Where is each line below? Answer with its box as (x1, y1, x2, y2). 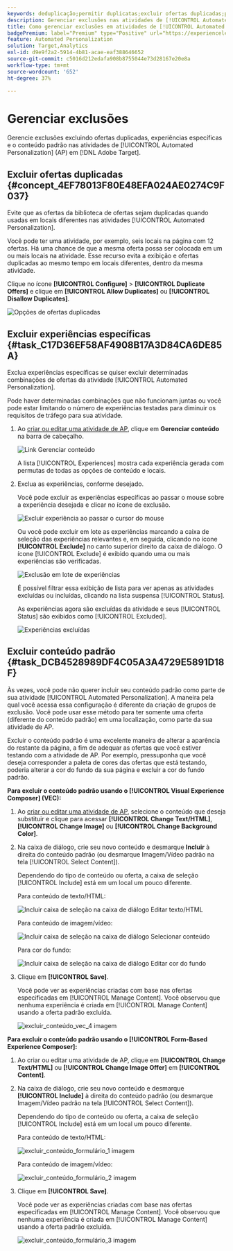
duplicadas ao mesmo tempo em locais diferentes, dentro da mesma (7, 259, 203, 267)
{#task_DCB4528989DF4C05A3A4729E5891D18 (7, 657, 225, 669)
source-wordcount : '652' (7, 68, 79, 75)
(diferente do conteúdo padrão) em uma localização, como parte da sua (7, 715, 213, 723)
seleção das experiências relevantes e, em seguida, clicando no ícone (17, 535, 218, 543)
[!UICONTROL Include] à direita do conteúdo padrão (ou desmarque (17, 1091, 214, 1100)
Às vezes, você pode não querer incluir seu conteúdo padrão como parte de (7, 685, 225, 694)
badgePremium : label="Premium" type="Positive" (7, 29, 148, 37)
